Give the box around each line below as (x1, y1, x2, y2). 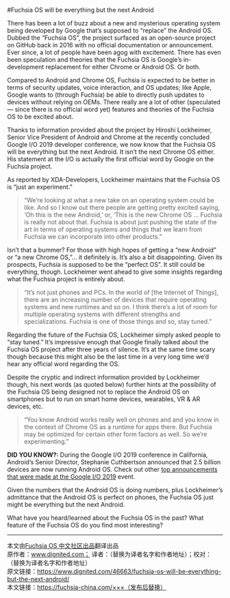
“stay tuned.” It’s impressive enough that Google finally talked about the (7, 338, 209, 346)
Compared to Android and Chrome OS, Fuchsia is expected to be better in (7, 76, 216, 84)
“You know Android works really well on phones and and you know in (23, 416, 219, 424)
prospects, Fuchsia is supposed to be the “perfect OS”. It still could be (7, 261, 205, 268)
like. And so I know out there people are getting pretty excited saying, (23, 204, 220, 211)
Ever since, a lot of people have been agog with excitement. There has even (7, 48, 221, 56)
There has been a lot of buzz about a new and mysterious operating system (7, 19, 220, 27)
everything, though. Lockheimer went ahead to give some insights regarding (7, 267, 222, 276)
